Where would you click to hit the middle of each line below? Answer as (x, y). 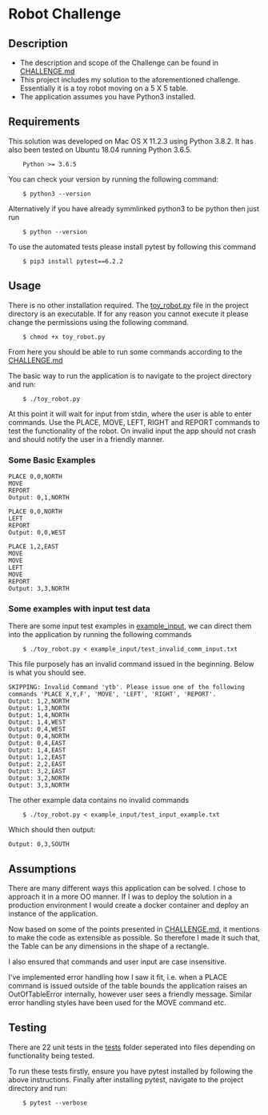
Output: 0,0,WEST (37, 532)
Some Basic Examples (52, 459)
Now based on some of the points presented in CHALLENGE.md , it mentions (134, 929)
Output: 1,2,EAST (37, 757)
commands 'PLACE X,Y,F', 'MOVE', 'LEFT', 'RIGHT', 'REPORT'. (112, 694)
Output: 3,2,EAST (37, 772)
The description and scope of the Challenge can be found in (119, 62)
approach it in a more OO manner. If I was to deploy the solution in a (120, 896)
